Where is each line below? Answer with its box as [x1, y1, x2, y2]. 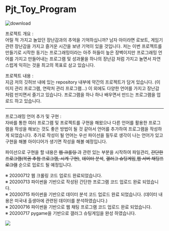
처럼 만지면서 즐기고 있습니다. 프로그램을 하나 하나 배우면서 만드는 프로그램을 [5, 92, 156, 98]
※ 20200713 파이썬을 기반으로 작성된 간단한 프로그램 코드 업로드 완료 [5, 179, 141, 185]
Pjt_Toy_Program [5, 4, 77, 15]
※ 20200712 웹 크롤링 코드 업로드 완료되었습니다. [5, 172, 103, 178]
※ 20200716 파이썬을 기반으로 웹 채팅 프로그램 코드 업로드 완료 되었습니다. [5, 204, 152, 210]
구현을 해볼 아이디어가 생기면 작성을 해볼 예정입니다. [5, 138, 107, 144]
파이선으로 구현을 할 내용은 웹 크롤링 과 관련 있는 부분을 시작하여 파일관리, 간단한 [5, 149, 163, 155]
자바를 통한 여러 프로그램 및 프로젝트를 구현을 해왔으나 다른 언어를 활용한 [5, 119, 147, 125]
